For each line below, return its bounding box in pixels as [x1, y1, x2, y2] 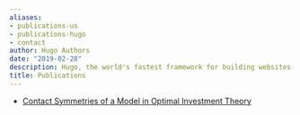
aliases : [9, 12, 42, 22]
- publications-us [9, 21, 78, 30]
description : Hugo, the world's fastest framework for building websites [9, 63, 292, 72]
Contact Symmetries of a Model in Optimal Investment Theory [22, 95, 251, 106]
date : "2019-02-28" [9, 54, 83, 63]
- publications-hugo [9, 29, 87, 38]
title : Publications [9, 71, 87, 80]
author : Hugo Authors [9, 46, 91, 55]
